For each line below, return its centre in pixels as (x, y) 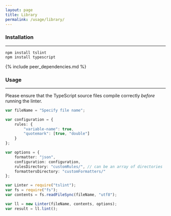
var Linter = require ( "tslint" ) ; (41, 185)
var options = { (22, 153)
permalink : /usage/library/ (35, 19)
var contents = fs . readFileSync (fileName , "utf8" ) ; (61, 195)
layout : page (19, 10)
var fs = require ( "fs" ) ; (32, 190)
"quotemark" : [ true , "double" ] (57, 134)
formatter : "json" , (35, 157)
